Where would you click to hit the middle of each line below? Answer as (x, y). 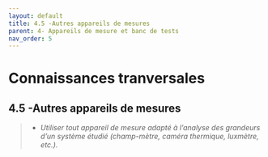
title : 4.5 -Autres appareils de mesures (79, 23)
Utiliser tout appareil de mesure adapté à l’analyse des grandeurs (150, 128)
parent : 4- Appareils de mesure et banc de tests (94, 31)
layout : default (36, 16)
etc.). (49, 145)
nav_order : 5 (30, 38)
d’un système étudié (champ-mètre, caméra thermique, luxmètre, (149, 136)
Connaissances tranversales (106, 78)
